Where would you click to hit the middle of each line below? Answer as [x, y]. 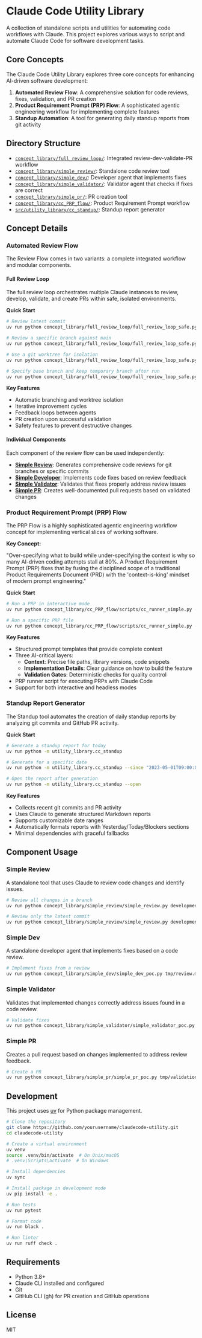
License [21, 1315]
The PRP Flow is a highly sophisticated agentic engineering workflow [92, 525]
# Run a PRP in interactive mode [48, 603]
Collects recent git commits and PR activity [68, 807]
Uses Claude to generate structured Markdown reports [83, 814]
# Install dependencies [36, 1172]
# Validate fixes [28, 1020]
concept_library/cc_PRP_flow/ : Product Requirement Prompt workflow [103, 203]
